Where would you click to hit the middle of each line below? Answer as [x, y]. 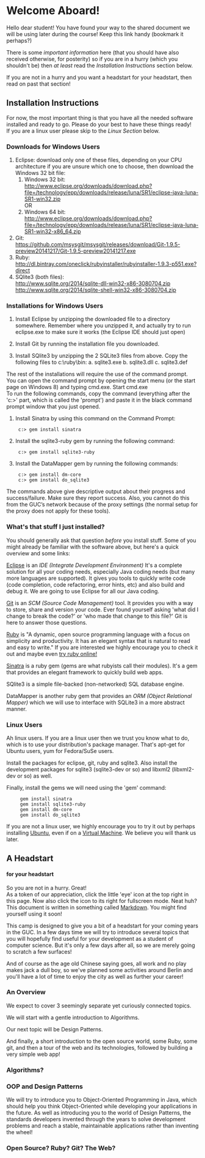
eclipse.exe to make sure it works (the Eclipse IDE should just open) [100, 332]
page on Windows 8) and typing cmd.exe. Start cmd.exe [77, 387]
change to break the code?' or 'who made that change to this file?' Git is [97, 616]
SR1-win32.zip [42, 199]
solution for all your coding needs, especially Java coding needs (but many [101, 571]
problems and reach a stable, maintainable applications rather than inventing [103, 1126]
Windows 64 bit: [45, 212]
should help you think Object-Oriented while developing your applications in [102, 1106]
